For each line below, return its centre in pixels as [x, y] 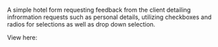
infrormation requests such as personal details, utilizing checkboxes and [109, 17]
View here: [22, 37]
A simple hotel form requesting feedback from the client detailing [99, 10]
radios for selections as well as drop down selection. [81, 24]
